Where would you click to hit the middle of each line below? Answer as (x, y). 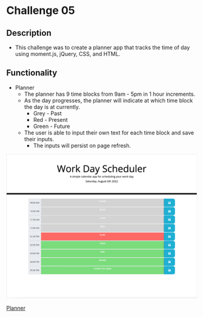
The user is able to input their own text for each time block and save (109, 132)
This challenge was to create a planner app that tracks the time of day (102, 47)
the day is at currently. (52, 107)
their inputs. (39, 139)
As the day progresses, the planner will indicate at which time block (108, 100)
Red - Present (50, 119)
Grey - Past (47, 113)
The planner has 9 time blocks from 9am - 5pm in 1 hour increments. (110, 94)
